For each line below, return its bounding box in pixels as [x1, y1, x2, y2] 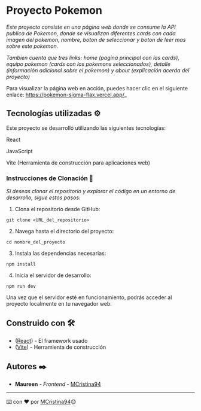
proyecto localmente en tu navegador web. [6, 300, 112, 308]
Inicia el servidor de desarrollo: [14, 272, 92, 279]
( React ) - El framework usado [14, 337, 88, 344]
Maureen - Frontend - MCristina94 [14, 380, 101, 388]
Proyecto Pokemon [6, 4, 103, 17]
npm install [6, 261, 36, 267]
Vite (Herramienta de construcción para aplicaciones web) [6, 159, 151, 166]
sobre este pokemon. [6, 42, 59, 50]
